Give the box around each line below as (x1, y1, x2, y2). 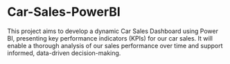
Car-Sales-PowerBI (7, 4, 121, 20)
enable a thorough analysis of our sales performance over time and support (7, 41, 223, 50)
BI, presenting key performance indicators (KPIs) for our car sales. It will (7, 34, 213, 42)
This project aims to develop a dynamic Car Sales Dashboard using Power (7, 27, 218, 35)
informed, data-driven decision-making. (7, 49, 121, 57)
